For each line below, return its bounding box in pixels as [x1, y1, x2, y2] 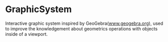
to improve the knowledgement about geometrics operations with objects [5, 25, 158, 31]
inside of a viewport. [5, 31, 48, 37]
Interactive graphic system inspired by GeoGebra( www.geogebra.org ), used [5, 20, 163, 26]
